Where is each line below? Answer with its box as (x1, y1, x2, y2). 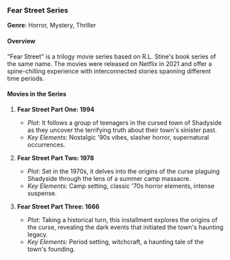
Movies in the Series (7, 90, 67, 98)
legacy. (27, 230, 48, 239)
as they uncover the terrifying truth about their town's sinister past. (27, 126, 218, 134)
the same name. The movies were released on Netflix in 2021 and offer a (7, 59, 212, 67)
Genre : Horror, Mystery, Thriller (7, 21, 96, 30)
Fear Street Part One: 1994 (16, 105, 95, 113)
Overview (7, 36, 36, 45)
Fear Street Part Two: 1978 (16, 153, 95, 162)
